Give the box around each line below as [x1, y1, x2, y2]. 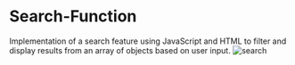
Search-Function [9, 6, 137, 27]
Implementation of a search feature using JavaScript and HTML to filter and [9, 36, 287, 46]
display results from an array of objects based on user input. [9, 45, 232, 55]
